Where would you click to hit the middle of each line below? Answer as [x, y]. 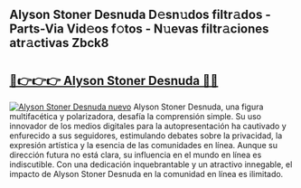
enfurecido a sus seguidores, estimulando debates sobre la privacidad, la [146, 136]
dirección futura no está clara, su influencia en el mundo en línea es [136, 155]
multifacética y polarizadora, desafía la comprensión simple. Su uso [136, 116]
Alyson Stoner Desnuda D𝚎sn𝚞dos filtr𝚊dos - [140, 15]
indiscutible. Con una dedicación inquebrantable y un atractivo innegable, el [151, 164]
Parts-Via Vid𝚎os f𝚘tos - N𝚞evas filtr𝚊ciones [139, 29]
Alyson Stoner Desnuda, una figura [198, 107]
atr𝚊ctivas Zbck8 [59, 43]
